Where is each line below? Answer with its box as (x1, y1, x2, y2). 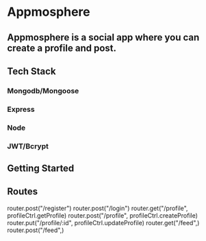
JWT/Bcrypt (7, 141, 49, 151)
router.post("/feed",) (7, 226, 64, 234)
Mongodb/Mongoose (7, 86, 79, 95)
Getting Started (7, 163, 75, 174)
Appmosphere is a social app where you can (7, 32, 200, 43)
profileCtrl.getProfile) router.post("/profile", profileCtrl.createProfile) (7, 211, 198, 220)
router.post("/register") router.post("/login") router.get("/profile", (7, 204, 188, 212)
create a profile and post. (7, 42, 117, 54)
